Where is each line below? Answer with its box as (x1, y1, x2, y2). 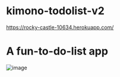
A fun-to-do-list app (6, 44, 109, 58)
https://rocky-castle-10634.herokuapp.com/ (6, 24, 114, 31)
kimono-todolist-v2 (6, 4, 105, 18)
